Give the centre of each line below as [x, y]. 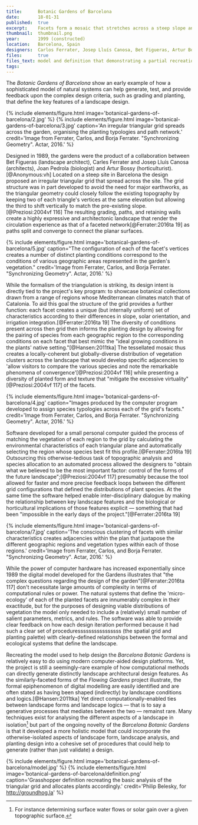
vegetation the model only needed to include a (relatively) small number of [96, 612]
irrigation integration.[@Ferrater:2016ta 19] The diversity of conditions [91, 323]
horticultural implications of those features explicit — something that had [94, 508]
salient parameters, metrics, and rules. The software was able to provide [94, 618]
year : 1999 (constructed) [46, 39]
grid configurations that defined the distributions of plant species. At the [94, 489]
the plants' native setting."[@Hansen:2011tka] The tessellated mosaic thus [96, 347]
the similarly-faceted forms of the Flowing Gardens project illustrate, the [94, 680]
